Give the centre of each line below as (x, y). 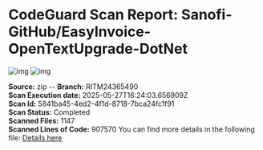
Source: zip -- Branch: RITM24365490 (73, 87)
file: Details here (35, 137)
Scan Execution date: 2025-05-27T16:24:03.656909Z (98, 95)
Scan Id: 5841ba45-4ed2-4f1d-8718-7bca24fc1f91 (91, 103)
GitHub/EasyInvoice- (79, 32)
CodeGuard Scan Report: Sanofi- (120, 15)
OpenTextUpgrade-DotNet (98, 49)
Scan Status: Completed (49, 112)
